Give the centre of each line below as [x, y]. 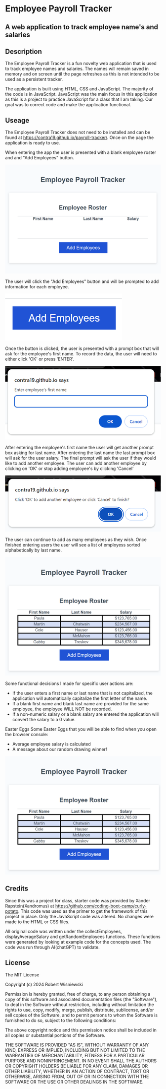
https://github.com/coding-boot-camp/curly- [101, 906]
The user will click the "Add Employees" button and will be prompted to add [82, 281]
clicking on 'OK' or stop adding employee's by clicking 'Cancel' [70, 469]
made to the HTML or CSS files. [37, 922]
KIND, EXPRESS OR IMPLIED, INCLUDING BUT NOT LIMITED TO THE [75, 1050]
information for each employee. [37, 286]
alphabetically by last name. [34, 550]
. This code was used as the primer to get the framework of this [83, 911]
